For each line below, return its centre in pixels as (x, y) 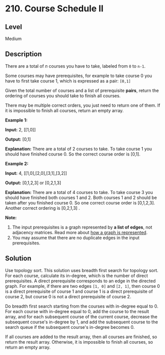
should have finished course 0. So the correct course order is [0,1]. (73, 154)
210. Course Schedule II (54, 9)
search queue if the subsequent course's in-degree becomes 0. (70, 327)
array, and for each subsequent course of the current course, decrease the (81, 316)
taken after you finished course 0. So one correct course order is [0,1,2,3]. (80, 202)
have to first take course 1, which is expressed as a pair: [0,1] (68, 81)
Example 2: (17, 163)
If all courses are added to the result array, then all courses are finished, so (81, 337)
